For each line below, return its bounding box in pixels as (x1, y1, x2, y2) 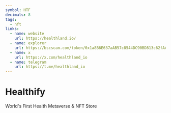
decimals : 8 (5, 12, 31, 17)
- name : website (10, 31, 44, 36)
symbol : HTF (5, 7, 31, 13)
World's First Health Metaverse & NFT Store (5, 103, 97, 109)
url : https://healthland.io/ (14, 36, 76, 41)
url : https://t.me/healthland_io (14, 64, 85, 69)
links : (5, 26, 19, 32)
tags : (5, 17, 17, 22)
